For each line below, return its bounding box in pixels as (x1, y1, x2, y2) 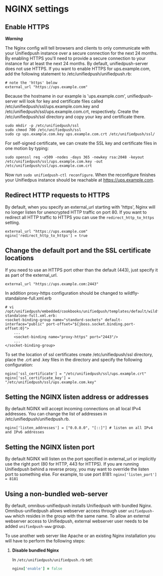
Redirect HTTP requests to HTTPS (5, 191, 110, 199)
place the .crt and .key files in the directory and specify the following (5, 357, 142, 362)
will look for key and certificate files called (19, 98, 103, 104)
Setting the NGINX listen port (5, 443, 95, 451)
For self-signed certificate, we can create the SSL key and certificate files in (5, 140, 157, 146)
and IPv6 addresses (5, 430, 45, 435)
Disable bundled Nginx (12, 547, 59, 553)
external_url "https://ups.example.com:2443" (5, 281, 98, 287)
